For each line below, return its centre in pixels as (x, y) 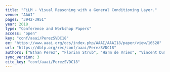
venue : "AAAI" (20, 15)
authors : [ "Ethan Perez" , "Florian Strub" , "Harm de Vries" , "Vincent (81, 52)
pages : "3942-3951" (26, 19)
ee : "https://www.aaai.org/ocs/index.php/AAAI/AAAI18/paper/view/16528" (83, 43)
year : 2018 (17, 24)
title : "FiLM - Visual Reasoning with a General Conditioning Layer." (81, 10)
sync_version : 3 (22, 57)
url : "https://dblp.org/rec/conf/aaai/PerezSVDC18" (61, 48)
